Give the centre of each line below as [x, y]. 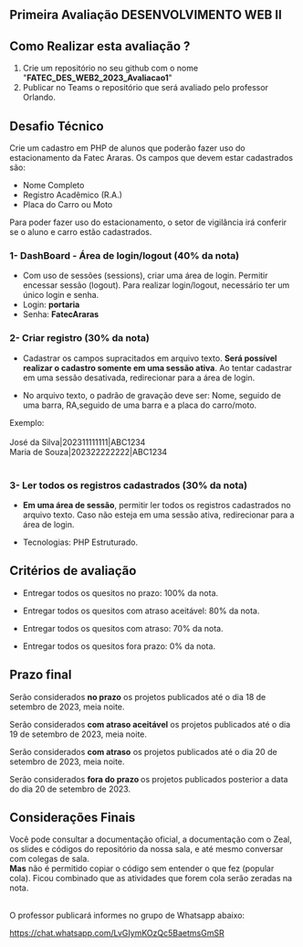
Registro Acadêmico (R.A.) [73, 195]
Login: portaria [51, 304]
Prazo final [41, 675]
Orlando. [39, 97]
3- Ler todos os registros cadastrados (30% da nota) [129, 485]
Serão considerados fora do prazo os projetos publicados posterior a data [149, 779]
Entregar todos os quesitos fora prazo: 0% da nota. [119, 646]
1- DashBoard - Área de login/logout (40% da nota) [125, 255]
